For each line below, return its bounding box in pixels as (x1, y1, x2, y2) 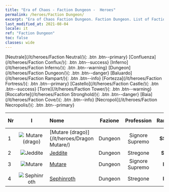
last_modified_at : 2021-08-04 (5, 21, 69, 27)
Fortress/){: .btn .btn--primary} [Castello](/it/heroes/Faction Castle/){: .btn (5, 80, 159, 86)
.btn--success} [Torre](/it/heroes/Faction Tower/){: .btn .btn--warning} (5, 86, 152, 92)
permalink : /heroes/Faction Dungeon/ (5, 12, 84, 17)
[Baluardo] (110, 70, 132, 76)
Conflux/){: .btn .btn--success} (44, 59, 109, 65)
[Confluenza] (128, 54, 156, 60)
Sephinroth (49, 175, 76, 182)
